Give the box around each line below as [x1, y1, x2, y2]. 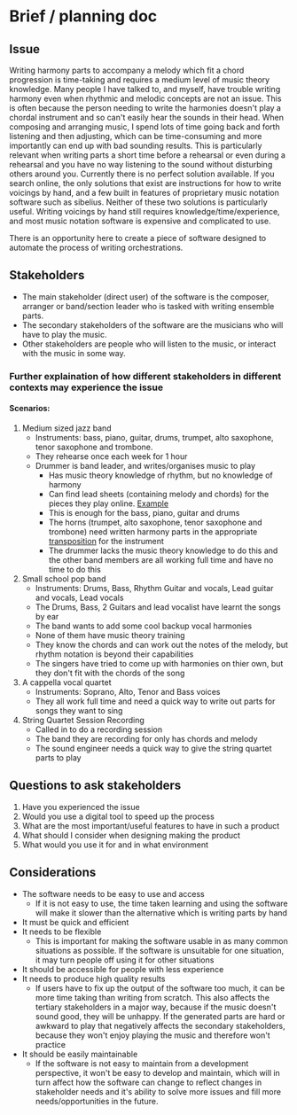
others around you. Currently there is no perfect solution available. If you [9, 168, 275, 179]
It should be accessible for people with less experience [21, 963, 224, 974]
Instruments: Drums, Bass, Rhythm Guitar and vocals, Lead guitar [35, 582, 274, 593]
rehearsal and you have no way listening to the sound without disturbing [9, 160, 273, 169]
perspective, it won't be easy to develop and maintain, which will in [35, 1067, 281, 1078]
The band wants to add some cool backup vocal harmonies [35, 620, 253, 631]
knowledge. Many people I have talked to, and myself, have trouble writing [9, 84, 281, 94]
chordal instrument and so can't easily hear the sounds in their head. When [9, 113, 284, 122]
